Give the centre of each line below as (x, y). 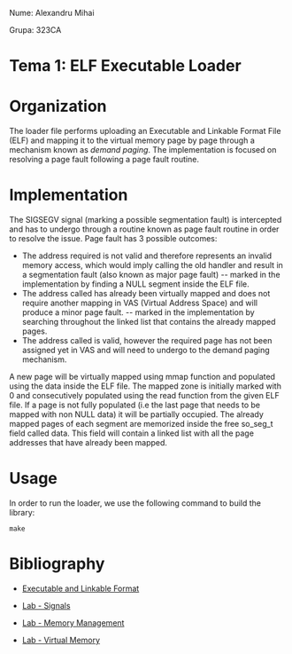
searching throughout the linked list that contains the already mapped (149, 322)
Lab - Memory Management (73, 622)
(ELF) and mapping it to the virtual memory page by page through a (132, 140)
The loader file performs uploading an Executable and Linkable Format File (145, 131)
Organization (58, 106)
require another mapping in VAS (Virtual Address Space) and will (140, 303)
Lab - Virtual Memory (61, 640)
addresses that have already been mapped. (88, 443)
